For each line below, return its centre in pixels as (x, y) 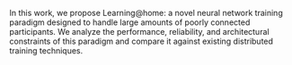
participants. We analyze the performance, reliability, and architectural (139, 32)
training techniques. (46, 51)
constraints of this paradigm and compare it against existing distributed (142, 41)
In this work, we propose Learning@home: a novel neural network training (146, 13)
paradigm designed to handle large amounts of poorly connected (130, 22)
